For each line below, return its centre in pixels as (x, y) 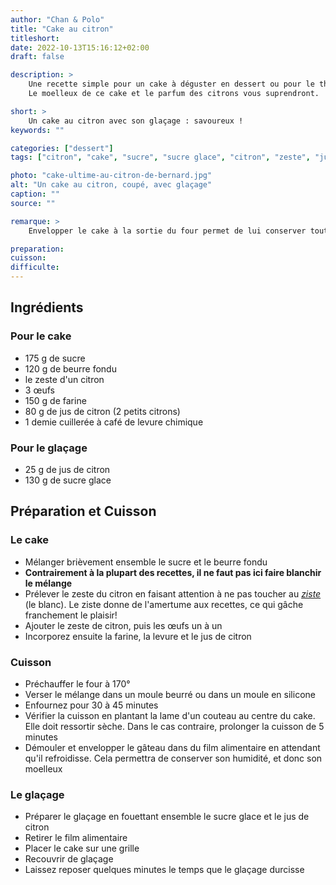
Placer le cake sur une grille (82, 848)
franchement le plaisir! (71, 615)
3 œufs (39, 390)
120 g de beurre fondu (70, 368)
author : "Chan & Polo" (57, 19)
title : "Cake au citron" (62, 29)
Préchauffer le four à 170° (77, 683)
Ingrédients (47, 307)
